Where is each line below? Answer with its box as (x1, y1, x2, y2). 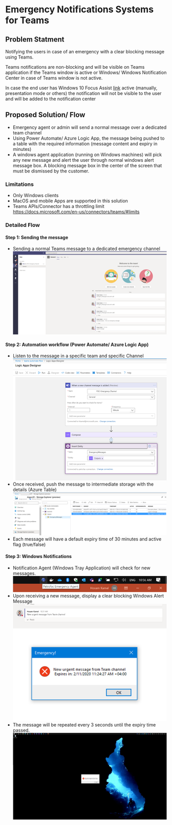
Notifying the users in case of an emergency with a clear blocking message (5, 49, 165, 54)
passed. (12, 727, 30, 734)
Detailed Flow (5, 222, 40, 229)
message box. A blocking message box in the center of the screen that (12, 162, 162, 168)
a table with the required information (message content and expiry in (12, 140, 158, 147)
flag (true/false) (12, 542, 46, 548)
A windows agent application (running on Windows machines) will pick (12, 151, 162, 158)
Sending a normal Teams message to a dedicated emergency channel (12, 245, 160, 252)
